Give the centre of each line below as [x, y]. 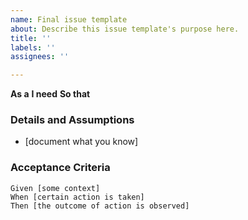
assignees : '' [40, 57]
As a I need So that [50, 94]
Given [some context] [55, 188]
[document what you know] [81, 142]
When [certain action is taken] [77, 197]
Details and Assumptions [72, 120]
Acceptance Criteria [60, 168]
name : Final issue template [69, 19]
